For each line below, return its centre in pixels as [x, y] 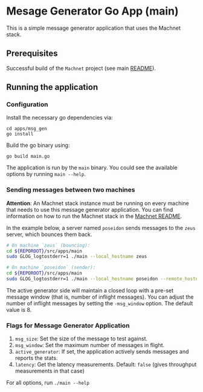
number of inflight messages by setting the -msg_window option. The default [100, 303]
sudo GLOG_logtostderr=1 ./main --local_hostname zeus [77, 257]
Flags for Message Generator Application [68, 325]
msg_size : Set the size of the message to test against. [81, 339]
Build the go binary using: [38, 145]
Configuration [27, 104]
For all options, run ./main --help [48, 383]
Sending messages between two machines [71, 190]
